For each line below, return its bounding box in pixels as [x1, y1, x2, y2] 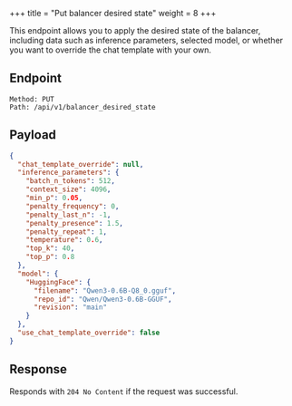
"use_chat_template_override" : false [17, 328, 161, 337]
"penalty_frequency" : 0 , [25, 201, 120, 211]
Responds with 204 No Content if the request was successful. [9, 385, 238, 397]
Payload [9, 127, 57, 143]
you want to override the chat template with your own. [9, 44, 211, 55]
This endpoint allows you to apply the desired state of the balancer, [9, 25, 261, 35]
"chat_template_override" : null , [17, 159, 144, 169]
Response [9, 362, 68, 377]
